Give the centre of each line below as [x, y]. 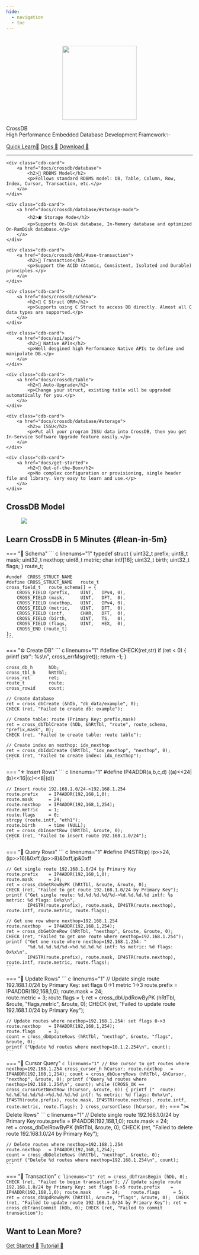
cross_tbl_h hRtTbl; [37, 673]
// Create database [30, 699]
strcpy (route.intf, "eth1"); [44, 820]
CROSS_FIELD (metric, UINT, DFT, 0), [71, 609]
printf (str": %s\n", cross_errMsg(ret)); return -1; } [66, 657]
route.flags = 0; [33, 815]
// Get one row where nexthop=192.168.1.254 [62, 921]
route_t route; [36, 683]
